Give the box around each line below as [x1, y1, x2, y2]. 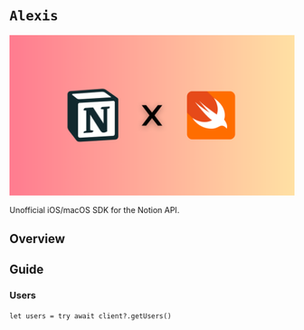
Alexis [9, 7, 59, 24]
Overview [9, 231, 66, 247]
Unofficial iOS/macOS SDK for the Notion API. [9, 205, 180, 216]
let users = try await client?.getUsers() [9, 311, 172, 321]
